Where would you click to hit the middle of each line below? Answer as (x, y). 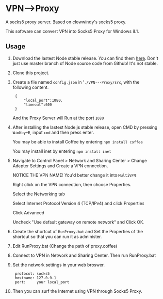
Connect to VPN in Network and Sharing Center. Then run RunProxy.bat (84, 255)
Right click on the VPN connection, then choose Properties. (72, 184)
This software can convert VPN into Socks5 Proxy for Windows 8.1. (73, 31)
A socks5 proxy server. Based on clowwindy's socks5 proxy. (66, 22)
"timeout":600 (38, 105)
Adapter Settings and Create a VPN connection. (60, 166)
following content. (31, 87)
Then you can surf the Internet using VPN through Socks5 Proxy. (77, 291)
